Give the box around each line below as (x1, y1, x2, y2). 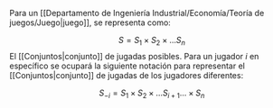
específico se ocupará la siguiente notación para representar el (9, 60, 246, 71)
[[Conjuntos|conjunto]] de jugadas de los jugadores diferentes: (9, 69, 244, 80)
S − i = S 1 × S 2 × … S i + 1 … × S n (99, 87, 205, 100)
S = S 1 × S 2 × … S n (118, 35, 185, 48)
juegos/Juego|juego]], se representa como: (9, 17, 172, 28)
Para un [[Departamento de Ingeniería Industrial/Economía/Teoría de (9, 8, 265, 18)
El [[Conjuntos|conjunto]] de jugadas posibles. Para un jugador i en (9, 50, 259, 61)
